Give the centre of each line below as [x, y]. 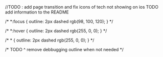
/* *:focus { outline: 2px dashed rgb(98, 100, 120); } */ [59, 21]
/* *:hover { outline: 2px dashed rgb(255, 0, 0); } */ [56, 31]
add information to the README [37, 12]
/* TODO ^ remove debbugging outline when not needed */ [64, 50]
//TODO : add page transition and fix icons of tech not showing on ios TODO [82, 7]
